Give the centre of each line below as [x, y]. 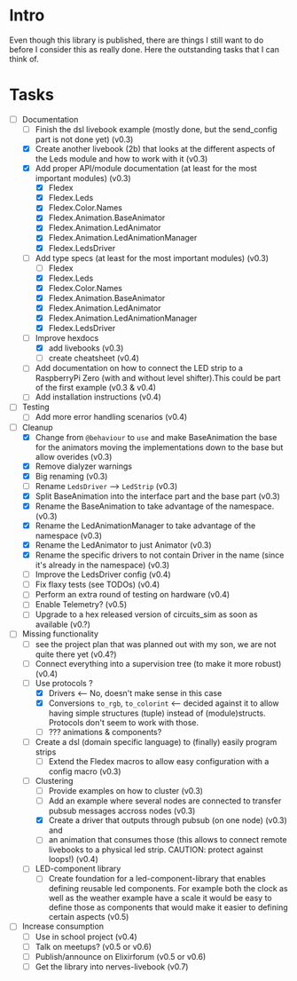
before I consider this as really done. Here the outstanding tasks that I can [144, 49]
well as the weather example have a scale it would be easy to [160, 898]
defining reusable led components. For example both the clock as [168, 889]
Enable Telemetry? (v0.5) [81, 605]
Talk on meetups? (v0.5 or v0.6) [94, 946]
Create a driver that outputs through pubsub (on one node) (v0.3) [168, 820]
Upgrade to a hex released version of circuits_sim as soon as [147, 614]
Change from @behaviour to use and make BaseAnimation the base [156, 437]
